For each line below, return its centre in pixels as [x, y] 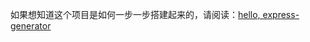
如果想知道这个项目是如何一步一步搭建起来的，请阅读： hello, [135, 14]
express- [281, 14]
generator [31, 26]
